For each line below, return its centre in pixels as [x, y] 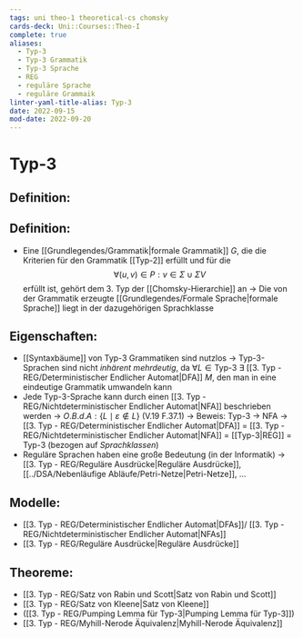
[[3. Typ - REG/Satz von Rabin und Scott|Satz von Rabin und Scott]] [149, 594]
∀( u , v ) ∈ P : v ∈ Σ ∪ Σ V [160, 274]
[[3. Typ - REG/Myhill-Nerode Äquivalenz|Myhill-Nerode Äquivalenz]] [152, 623]
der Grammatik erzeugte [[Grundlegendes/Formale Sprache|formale [150, 298]
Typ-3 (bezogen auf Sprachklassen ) [91, 445]
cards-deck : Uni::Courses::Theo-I [75, 26]
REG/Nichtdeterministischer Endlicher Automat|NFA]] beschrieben [146, 406]
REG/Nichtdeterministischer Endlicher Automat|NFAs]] [124, 534]
